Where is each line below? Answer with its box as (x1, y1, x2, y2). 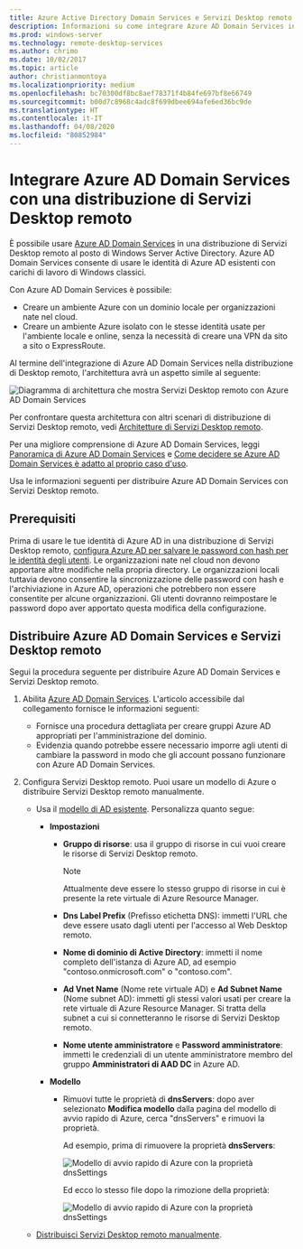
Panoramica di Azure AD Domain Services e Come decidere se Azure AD (9, 448, 280, 459)
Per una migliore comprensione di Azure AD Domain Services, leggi (9, 439, 260, 450)
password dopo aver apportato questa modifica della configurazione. (9, 602, 267, 613)
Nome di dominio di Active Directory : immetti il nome (62, 947, 263, 958)
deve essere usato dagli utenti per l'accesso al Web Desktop (62, 920, 289, 931)
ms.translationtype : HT (9, 106, 99, 115)
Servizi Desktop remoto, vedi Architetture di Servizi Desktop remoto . (9, 421, 263, 432)
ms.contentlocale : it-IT (9, 114, 103, 123)
